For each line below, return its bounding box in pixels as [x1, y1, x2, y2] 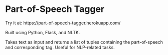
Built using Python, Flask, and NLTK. [5, 29, 80, 35]
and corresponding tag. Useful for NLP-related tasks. [5, 44, 115, 50]
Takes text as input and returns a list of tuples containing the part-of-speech [5, 39, 163, 45]
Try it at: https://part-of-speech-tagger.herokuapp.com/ [5, 20, 121, 26]
